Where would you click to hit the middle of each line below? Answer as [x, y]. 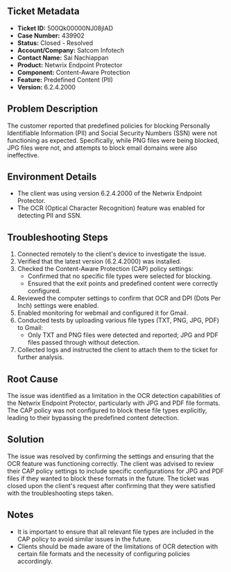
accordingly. [35, 561]
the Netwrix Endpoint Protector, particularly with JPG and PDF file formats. [114, 403]
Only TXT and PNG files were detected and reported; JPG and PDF [123, 335]
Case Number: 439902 [51, 35]
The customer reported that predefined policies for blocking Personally [109, 125]
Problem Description [53, 109]
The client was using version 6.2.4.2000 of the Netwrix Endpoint [110, 193]
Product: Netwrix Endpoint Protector [70, 64]
